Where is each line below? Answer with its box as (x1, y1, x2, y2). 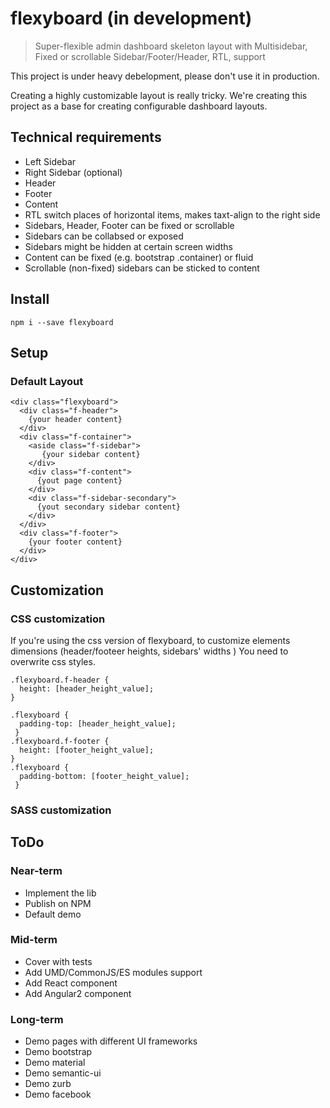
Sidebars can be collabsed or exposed (24, 230, 184, 242)
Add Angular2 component (24, 987, 132, 999)
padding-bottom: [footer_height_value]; (19, 771, 190, 781)
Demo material (24, 1057, 86, 1069)
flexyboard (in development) (10, 7, 253, 30)
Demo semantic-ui (24, 1067, 102, 1079)
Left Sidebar (24, 155, 77, 167)
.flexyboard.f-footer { (10, 736, 110, 746)
